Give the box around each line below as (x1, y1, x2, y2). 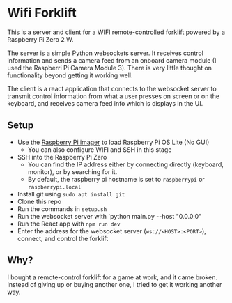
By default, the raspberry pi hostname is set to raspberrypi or (27, 175, 206, 183)
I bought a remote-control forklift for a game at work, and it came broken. (7, 273, 218, 281)
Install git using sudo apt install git (17, 189, 125, 198)
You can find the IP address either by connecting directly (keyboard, (27, 160, 224, 169)
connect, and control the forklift (17, 234, 109, 242)
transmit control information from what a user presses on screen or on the (7, 92, 220, 100)
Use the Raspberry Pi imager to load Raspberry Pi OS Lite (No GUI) (17, 138, 210, 146)
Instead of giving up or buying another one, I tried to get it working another (7, 280, 222, 288)
